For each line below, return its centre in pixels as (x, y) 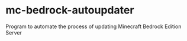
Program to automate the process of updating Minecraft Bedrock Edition (93, 26)
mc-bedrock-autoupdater (70, 10)
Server (14, 32)
